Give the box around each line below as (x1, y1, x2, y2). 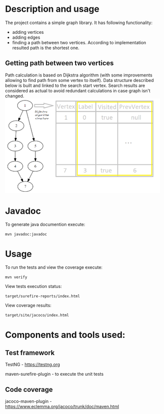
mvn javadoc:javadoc (5, 232, 48, 237)
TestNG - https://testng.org (5, 362, 60, 367)
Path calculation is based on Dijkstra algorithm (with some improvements (5, 72, 153, 78)
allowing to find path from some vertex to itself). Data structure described (5, 77, 154, 83)
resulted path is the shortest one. (12, 45, 80, 51)
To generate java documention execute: (5, 222, 85, 228)
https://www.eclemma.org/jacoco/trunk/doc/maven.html (5, 404, 119, 410)
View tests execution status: (5, 284, 62, 289)
